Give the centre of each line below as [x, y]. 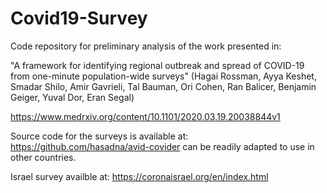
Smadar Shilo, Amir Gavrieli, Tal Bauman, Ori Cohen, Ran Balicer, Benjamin [163, 86]
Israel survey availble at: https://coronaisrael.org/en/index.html [139, 176]
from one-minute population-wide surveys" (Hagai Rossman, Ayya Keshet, [163, 76]
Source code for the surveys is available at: [99, 136]
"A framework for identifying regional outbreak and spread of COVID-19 [157, 65]
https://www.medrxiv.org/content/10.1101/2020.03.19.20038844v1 [145, 116]
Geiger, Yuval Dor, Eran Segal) [72, 97]
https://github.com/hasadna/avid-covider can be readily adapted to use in [162, 146]
